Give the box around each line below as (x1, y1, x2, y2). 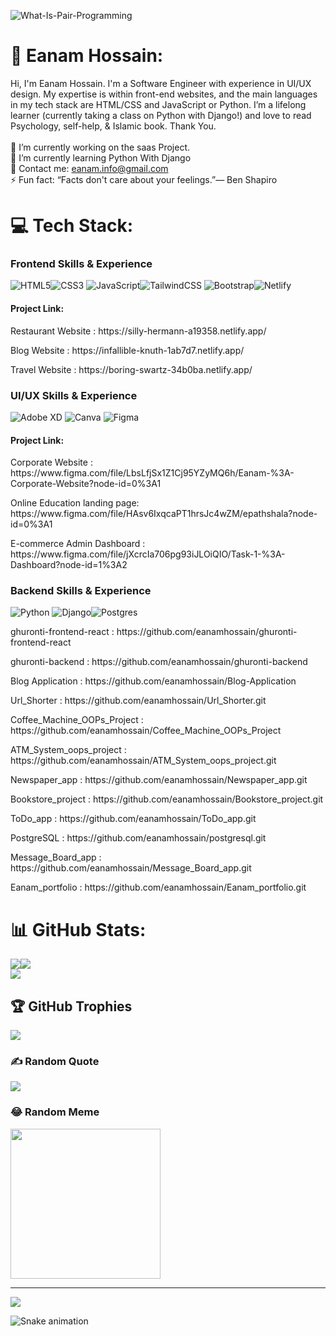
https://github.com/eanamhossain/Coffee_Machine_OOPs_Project (10, 725, 282, 737)
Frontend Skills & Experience (10, 257, 153, 271)
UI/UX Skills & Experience (10, 388, 138, 402)
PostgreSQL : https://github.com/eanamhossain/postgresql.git (10, 832, 267, 844)
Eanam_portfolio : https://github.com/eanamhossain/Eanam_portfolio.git (10, 881, 307, 894)
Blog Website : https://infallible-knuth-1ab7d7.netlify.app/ (10, 344, 245, 356)
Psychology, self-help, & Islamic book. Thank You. (10, 120, 217, 132)
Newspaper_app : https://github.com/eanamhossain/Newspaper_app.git (10, 774, 308, 786)
